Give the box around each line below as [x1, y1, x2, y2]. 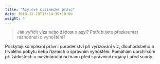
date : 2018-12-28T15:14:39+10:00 [5, 12, 73, 16]
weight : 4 [5, 16, 25, 21]
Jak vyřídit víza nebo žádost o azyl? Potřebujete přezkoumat [17, 29, 139, 35]
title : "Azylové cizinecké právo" [5, 7, 75, 12]
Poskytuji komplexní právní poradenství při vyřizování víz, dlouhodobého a [5, 44, 154, 50]
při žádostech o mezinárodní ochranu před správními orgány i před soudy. [5, 54, 154, 60]
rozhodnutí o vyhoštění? [17, 34, 66, 40]
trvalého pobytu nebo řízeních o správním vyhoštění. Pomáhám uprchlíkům [5, 49, 156, 54]
